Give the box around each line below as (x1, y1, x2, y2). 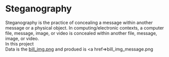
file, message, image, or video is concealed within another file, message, (5, 30, 157, 36)
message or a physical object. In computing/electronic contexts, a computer (5, 24, 164, 30)
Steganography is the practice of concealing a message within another (5, 19, 153, 25)
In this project (5, 40, 34, 46)
